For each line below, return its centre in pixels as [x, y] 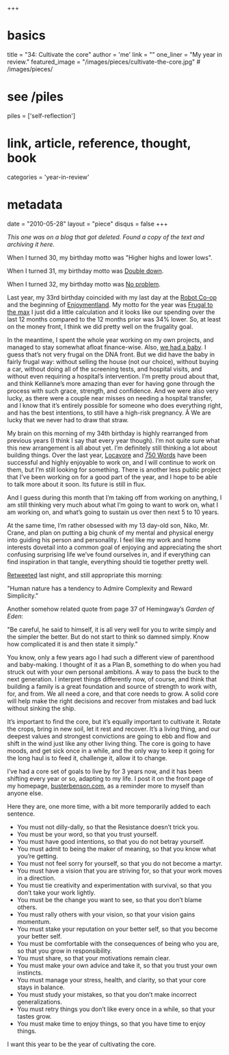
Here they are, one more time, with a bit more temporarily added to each [109, 806]
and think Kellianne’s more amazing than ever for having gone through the [111, 383]
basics [26, 36]
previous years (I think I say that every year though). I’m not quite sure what [113, 440]
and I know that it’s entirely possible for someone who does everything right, [115, 405]
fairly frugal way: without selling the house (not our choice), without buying [113, 361]
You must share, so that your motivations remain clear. [94, 958]
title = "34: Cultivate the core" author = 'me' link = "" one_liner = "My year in [114, 54]
